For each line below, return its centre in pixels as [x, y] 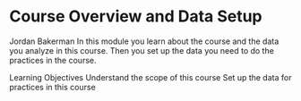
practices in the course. [53, 60]
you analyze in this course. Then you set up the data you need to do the [142, 50]
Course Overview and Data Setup [136, 17]
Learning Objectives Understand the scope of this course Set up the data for [150, 77]
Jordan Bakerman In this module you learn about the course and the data [144, 41]
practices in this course [52, 87]
